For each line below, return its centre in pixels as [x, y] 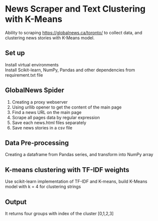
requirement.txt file [24, 75]
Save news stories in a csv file [42, 127]
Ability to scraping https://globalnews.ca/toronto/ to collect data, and [74, 32]
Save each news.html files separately [49, 123]
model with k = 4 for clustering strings [43, 187]
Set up [15, 53]
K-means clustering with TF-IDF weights [67, 170]
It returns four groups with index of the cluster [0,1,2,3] [59, 213]
